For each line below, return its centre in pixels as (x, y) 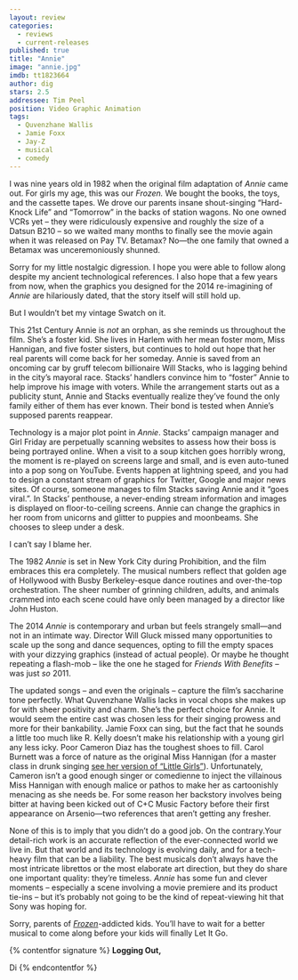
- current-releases (53, 42)
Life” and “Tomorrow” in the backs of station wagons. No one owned (161, 212)
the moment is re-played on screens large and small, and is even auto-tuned (149, 460)
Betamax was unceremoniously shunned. (85, 249)
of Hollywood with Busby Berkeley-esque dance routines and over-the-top (146, 580)
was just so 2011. (40, 673)
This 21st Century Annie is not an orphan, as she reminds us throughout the (148, 329)
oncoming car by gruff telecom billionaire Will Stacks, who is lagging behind (148, 368)
